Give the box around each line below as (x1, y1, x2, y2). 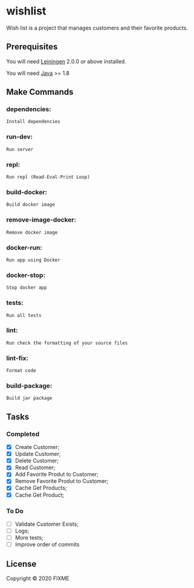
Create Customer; (14, 444, 60, 451)
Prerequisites (6, 42, 58, 52)
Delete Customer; (14, 457, 59, 464)
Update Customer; (14, 450, 61, 458)
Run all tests (6, 312, 42, 318)
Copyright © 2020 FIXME (6, 575, 70, 582)
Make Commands (6, 87, 74, 97)
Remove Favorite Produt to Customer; (14, 478, 108, 485)
